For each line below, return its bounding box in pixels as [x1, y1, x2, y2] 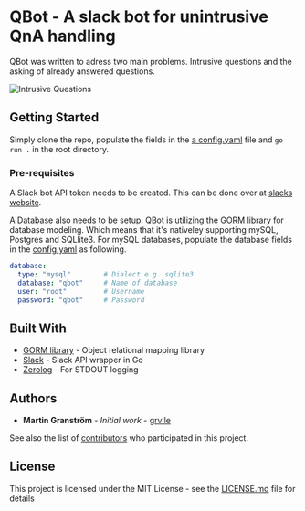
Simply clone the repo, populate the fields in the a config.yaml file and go [9, 134, 283, 145]
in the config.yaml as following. [9, 244, 127, 255]
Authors [9, 391, 58, 406]
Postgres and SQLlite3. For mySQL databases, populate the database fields [9, 235, 293, 245]
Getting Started [9, 109, 100, 125]
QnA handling [9, 26, 116, 47]
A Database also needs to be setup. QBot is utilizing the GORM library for [9, 214, 285, 225]
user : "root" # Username [17, 287, 145, 296]
